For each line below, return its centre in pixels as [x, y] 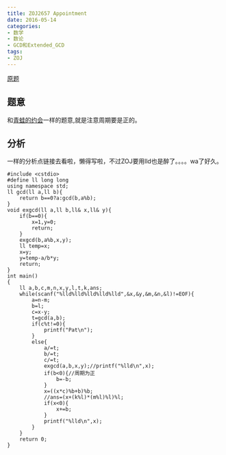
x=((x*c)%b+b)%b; [68, 391]
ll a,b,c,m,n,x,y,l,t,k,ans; [61, 288]
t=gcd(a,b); [49, 318]
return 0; [34, 439]
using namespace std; [38, 186]
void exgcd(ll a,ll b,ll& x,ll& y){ [59, 210]
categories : [24, 26]
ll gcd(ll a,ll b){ [35, 193]
